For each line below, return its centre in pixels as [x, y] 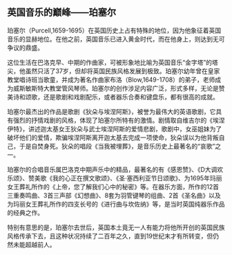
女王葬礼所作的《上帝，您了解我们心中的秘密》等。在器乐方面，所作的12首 [113, 187]
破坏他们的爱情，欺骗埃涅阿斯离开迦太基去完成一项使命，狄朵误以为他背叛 [113, 138]
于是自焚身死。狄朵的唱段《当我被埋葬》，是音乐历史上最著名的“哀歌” [117, 146]
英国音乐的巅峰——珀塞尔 [61, 12]
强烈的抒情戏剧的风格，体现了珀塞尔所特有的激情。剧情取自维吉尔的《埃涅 [119, 120]
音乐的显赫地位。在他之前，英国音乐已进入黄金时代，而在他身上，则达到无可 [116, 39]
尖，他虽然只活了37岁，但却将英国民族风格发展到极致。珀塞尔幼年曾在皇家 [114, 70]
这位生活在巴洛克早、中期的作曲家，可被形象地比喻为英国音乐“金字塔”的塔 [113, 62]
